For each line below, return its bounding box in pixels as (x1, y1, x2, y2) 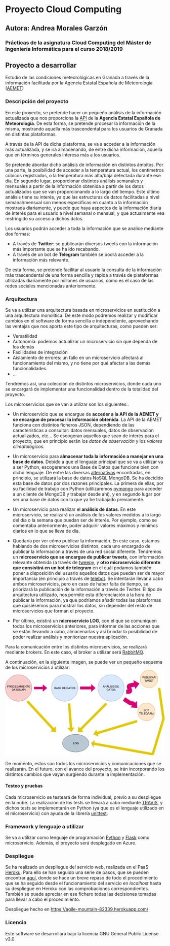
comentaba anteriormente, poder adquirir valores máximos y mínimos (12, 522, 158, 529)
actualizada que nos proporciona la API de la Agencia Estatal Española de (5, 115, 161, 121)
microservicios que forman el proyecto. (12, 608, 95, 614)
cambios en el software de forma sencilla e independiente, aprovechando (5, 317, 158, 323)
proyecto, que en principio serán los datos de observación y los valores (12, 438, 163, 444)
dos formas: (5, 231, 30, 237)
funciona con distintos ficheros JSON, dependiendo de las (12, 421, 135, 428)
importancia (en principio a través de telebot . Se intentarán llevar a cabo (12, 575, 163, 581)
